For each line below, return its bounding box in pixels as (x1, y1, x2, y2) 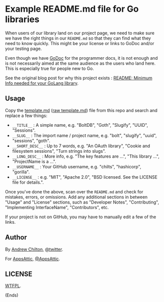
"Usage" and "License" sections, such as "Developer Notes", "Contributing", (5, 199, 159, 205)
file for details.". (12, 179, 44, 185)
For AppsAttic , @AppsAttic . (5, 256, 60, 261)
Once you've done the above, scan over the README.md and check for (5, 188, 143, 194)
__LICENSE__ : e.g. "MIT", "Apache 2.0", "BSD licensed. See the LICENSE (12, 174, 158, 180)
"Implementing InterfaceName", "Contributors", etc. (5, 204, 109, 210)
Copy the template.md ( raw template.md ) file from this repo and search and (5, 107, 158, 113)
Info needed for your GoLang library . (5, 80, 79, 86)
